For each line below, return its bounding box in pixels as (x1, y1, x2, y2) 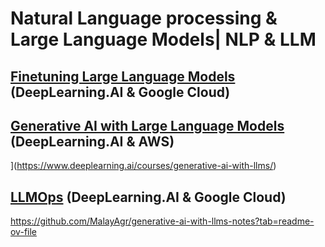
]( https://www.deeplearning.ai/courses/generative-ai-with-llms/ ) (10, 160, 277, 172)
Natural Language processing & (10, 7, 278, 30)
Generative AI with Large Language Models (10, 117, 285, 134)
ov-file (10, 226, 37, 238)
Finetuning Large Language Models (10, 68, 236, 85)
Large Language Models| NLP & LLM (10, 28, 317, 51)
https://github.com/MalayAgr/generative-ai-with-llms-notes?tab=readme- (10, 215, 315, 227)
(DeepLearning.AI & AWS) (10, 133, 175, 150)
